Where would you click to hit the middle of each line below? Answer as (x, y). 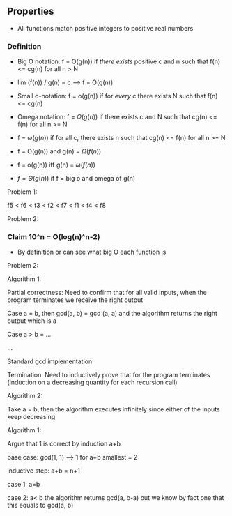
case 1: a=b (24, 485)
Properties (31, 12)
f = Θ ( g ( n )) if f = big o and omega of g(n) (76, 179)
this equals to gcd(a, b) (40, 506)
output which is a (32, 321)
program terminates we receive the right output (75, 300)
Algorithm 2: (25, 396)
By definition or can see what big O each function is (92, 252)
